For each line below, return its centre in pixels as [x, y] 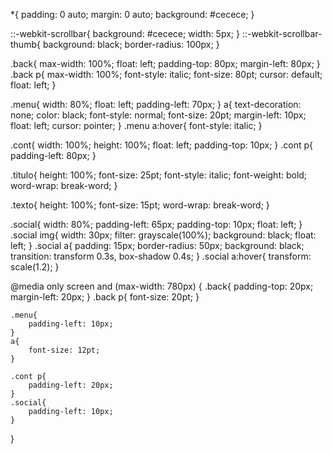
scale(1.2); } [35, 267]
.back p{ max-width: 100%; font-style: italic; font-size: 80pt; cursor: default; [166, 74]
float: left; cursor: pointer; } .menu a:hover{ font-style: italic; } [136, 125]
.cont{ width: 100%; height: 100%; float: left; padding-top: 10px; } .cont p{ [161, 145]
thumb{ [25, 44]
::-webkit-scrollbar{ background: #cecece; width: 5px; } [125, 33]
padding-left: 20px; [71, 385]
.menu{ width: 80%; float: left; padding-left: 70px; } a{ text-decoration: [156, 104]
